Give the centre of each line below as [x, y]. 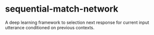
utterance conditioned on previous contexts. [50, 27]
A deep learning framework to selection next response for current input [77, 22]
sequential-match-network [62, 9]
